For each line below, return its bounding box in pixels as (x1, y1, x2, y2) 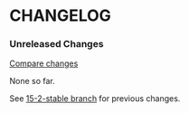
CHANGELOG (9, 5, 111, 26)
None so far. (9, 76, 56, 87)
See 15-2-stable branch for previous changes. (9, 93, 181, 104)
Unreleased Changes (9, 38, 104, 51)
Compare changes (9, 58, 79, 69)
